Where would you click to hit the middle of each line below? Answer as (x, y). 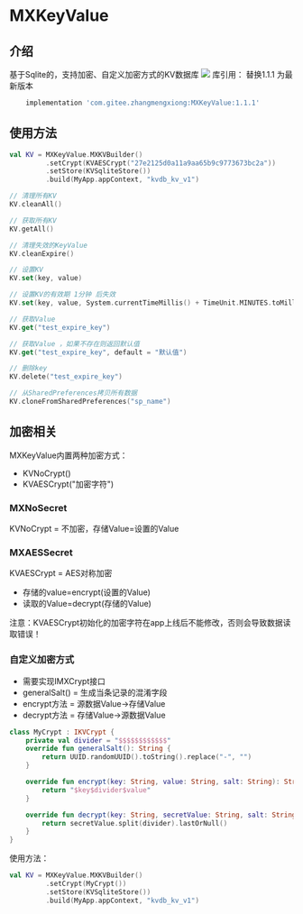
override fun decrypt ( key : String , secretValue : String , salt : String (161, 815)
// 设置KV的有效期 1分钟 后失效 (63, 295)
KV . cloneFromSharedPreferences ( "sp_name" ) (90, 402)
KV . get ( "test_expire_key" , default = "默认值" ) (98, 352)
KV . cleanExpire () (42, 253)
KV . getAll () (32, 229)
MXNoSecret (38, 507)
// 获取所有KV (33, 220)
